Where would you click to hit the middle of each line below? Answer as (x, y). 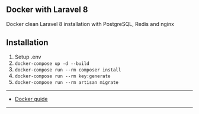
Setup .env (28, 57)
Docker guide (31, 99)
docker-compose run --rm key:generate (62, 76)
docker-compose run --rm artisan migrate (66, 82)
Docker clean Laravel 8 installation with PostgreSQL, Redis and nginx (90, 24)
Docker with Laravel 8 (47, 10)
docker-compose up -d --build (52, 63)
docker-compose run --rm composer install (68, 70)
